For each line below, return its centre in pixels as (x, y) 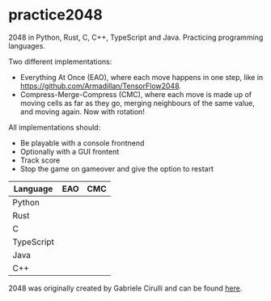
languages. (27, 45)
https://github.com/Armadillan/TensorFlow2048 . (101, 86)
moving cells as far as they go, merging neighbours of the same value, (137, 103)
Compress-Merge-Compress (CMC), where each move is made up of (136, 94)
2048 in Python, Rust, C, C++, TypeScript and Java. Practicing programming (136, 37)
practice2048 (56, 15)
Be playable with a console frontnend (82, 142)
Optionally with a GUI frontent (70, 151)
